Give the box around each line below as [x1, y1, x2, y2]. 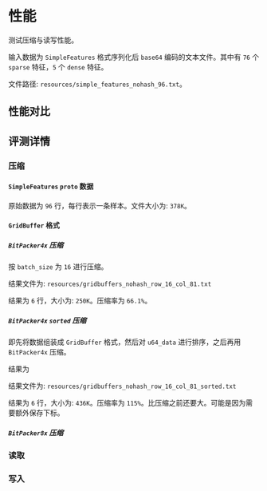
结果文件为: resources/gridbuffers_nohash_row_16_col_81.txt [8, 279, 212, 288]
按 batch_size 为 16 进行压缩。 [8, 262, 108, 271]
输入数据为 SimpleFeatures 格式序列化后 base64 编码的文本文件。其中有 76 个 [8, 52, 260, 61]
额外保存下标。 [14, 408, 65, 418]
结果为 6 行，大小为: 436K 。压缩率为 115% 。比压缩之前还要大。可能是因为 [8, 398, 246, 408]
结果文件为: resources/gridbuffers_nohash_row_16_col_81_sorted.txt [8, 381, 237, 391]
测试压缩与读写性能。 [8, 35, 78, 45]
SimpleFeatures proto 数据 [8, 181, 94, 192]
